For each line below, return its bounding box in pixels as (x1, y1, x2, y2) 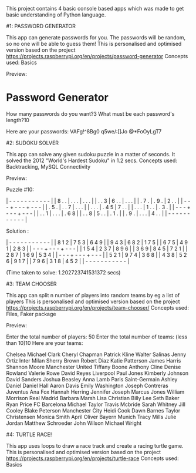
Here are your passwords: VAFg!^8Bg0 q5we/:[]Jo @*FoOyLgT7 (6, 128, 162, 135)
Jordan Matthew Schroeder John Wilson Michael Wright (6, 420, 142, 427)
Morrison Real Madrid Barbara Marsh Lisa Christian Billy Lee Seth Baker (6, 394, 180, 401)
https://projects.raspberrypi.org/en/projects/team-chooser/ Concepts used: (6, 304, 190, 311)
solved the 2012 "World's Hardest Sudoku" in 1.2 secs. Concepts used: (6, 157, 178, 164)
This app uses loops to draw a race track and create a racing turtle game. (6, 442, 184, 449)
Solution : (6, 227, 29, 234)
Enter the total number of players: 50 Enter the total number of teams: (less (6, 333, 188, 340)
